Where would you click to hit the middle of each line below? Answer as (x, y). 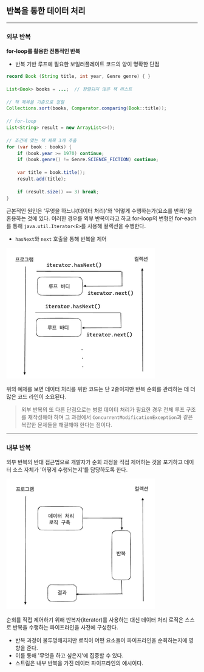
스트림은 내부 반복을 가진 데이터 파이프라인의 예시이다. (79, 663)
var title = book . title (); (51, 173)
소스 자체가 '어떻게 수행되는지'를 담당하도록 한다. (70, 469)
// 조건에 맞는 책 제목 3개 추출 (42, 140)
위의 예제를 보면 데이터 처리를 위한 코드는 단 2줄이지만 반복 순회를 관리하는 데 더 (101, 389)
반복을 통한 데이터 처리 (46, 11)
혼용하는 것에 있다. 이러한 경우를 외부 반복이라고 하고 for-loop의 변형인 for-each (101, 218)
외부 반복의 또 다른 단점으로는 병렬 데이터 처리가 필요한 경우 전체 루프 (103, 409)
